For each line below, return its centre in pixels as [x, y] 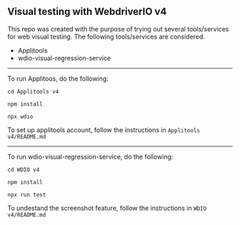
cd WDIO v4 [24, 170]
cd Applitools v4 [33, 91]
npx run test [27, 195]
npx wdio [20, 116]
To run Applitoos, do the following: [58, 79]
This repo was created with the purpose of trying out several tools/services [118, 29]
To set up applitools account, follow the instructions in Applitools [104, 130]
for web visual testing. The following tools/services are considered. [106, 36]
